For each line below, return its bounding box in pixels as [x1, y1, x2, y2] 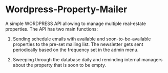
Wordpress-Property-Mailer [5, 4, 128, 15]
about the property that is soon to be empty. [12, 62, 107, 68]
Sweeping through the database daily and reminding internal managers [12, 56, 163, 62]
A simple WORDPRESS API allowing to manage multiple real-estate [5, 20, 146, 27]
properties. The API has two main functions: [5, 26, 98, 32]
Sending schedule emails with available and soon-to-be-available [12, 36, 151, 42]
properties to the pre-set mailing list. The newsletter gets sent [12, 41, 143, 47]
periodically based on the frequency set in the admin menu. [12, 46, 139, 53]
